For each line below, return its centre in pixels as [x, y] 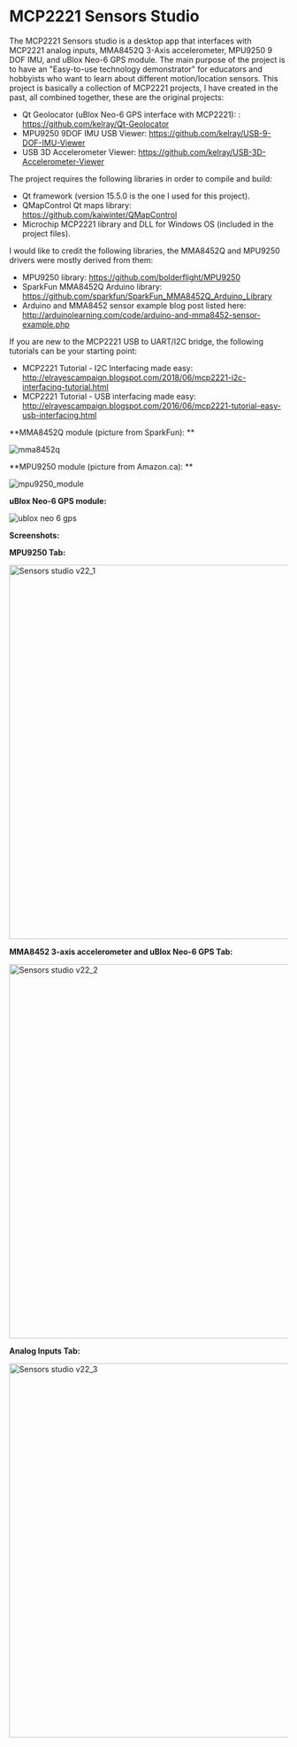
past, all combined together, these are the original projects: [117, 97]
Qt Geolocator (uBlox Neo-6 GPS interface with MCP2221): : [131, 114]
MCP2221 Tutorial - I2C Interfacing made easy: [107, 368]
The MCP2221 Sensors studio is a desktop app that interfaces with [130, 41]
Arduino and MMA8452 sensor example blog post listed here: [134, 305]
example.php [46, 324]
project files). [46, 233]
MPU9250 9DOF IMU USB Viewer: [84, 133]
